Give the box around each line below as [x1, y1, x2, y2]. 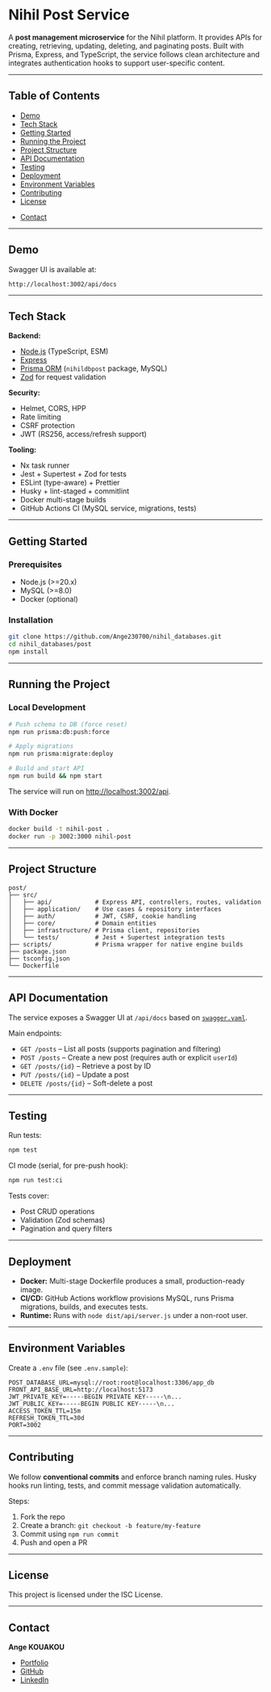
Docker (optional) [19, 594, 78, 604]
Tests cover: [8, 1191, 50, 1201]
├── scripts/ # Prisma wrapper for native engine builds [8, 940, 244, 948]
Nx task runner [19, 460, 70, 470]
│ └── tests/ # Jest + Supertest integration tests [8, 933, 226, 942]
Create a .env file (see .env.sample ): [8, 1362, 129, 1372]
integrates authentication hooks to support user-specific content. [8, 58, 226, 68]
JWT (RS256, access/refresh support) [19, 430, 148, 439]
